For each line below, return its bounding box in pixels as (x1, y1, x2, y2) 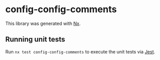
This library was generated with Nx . (5, 20, 81, 26)
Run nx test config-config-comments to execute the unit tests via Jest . (5, 48, 155, 54)
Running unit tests (5, 35, 65, 44)
